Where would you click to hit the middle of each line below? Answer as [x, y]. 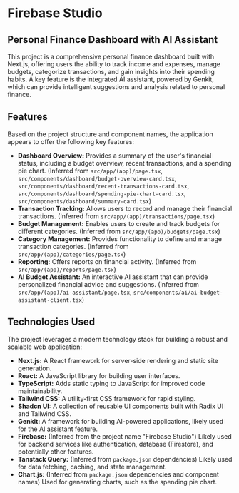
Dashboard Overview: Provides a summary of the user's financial [115, 156]
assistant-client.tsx [50, 300]
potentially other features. [56, 452]
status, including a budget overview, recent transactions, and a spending [124, 163]
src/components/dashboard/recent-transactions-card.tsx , [103, 185]
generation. [35, 368]
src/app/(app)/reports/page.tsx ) [67, 269]
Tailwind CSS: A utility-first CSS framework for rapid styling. [107, 398]
